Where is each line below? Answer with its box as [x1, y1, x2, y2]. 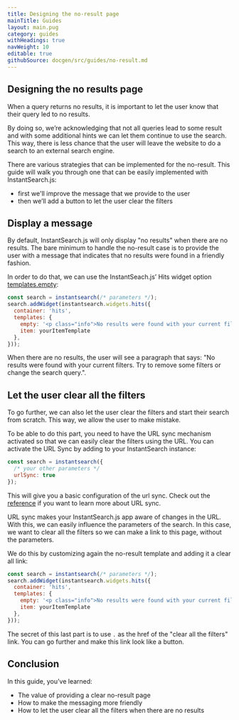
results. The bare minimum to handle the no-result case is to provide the [7, 244, 219, 252]
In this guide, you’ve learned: [7, 677, 92, 685]
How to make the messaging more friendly [17, 698, 143, 706]
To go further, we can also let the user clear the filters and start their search [7, 408, 230, 417]
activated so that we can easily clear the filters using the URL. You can [7, 437, 214, 446]
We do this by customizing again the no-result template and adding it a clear [7, 549, 231, 557]
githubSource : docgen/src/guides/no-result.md [7, 57, 148, 64]
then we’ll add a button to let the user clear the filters [17, 197, 173, 205]
